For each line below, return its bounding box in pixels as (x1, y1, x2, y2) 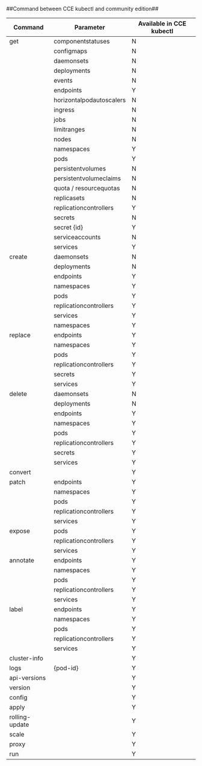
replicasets (54, 194, 85, 202)
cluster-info (9, 654, 44, 662)
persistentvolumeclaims (54, 174, 121, 183)
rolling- (9, 713, 31, 721)
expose (9, 527, 30, 535)
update (9, 720, 29, 729)
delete (9, 390, 27, 398)
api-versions (9, 674, 46, 682)
